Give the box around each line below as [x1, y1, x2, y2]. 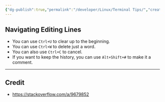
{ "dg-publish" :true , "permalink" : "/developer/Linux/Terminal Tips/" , [5, 7, 148, 12]
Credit [5, 78, 25, 87]
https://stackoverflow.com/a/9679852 [12, 92, 89, 98]
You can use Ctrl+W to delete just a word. [12, 44, 96, 50]
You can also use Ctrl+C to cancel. [12, 49, 82, 55]
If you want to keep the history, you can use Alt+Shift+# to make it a [12, 54, 151, 60]
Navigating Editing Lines [5, 26, 82, 34]
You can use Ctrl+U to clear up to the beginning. [12, 38, 110, 44]
